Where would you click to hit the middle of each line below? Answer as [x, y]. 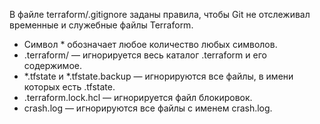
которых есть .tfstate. [69, 87]
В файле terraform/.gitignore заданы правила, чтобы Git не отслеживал [160, 14]
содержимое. [52, 65]
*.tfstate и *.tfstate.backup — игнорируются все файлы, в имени [158, 76]
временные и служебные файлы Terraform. [101, 25]
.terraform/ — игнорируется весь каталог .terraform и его [145, 55]
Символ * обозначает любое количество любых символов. [150, 44]
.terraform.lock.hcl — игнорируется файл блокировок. [138, 97]
